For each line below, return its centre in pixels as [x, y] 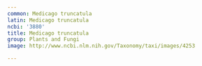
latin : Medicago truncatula [48, 20]
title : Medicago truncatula [48, 33]
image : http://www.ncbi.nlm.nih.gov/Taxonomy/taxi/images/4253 [101, 46]
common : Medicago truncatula [50, 14]
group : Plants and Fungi [43, 40]
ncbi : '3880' [26, 26]
